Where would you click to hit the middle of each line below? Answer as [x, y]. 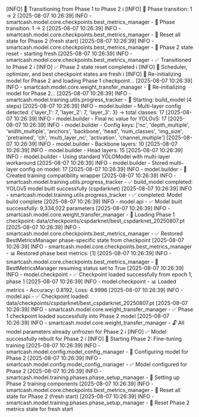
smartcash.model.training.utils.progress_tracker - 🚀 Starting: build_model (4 [99, 100]
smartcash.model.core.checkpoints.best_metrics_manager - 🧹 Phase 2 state [100, 47]
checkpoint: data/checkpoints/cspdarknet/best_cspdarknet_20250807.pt [96, 221]
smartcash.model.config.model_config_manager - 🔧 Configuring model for [97, 352]
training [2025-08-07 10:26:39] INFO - [53, 345]
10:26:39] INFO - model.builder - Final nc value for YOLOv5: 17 [90, 119]
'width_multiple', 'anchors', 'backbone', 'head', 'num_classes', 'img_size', [95, 131]
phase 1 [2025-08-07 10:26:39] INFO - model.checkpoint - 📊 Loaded [91, 281]
